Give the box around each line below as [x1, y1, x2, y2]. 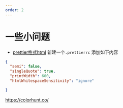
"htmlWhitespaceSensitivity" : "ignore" [10, 78, 95, 83]
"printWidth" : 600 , [10, 74, 51, 79]
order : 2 [5, 7, 24, 13]
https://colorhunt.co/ [5, 97, 49, 103]
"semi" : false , [10, 64, 42, 69]
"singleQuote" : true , [10, 69, 56, 74]
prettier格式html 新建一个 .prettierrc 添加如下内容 [12, 49, 118, 55]
